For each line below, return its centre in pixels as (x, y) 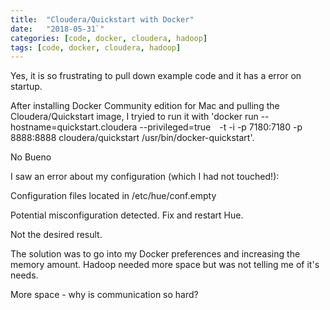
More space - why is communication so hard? (104, 295)
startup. (26, 87)
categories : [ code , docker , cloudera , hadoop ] (109, 38)
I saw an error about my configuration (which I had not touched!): (145, 177)
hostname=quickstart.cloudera (74, 127)
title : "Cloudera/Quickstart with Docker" (102, 19)
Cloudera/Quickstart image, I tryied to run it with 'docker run (134, 117)
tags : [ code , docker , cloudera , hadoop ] (96, 47)
